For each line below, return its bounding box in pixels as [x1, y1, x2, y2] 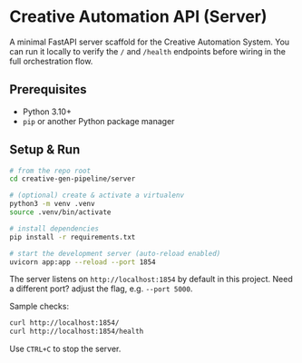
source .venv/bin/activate [9, 208, 112, 217]
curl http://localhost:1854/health [9, 327, 144, 337]
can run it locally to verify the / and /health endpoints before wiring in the [9, 45, 286, 56]
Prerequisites [9, 82, 87, 97]
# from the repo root [9, 166, 92, 175]
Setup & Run [9, 142, 81, 158]
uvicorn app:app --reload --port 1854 [9, 257, 156, 267]
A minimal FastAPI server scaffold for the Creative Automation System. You [9, 36, 290, 47]
